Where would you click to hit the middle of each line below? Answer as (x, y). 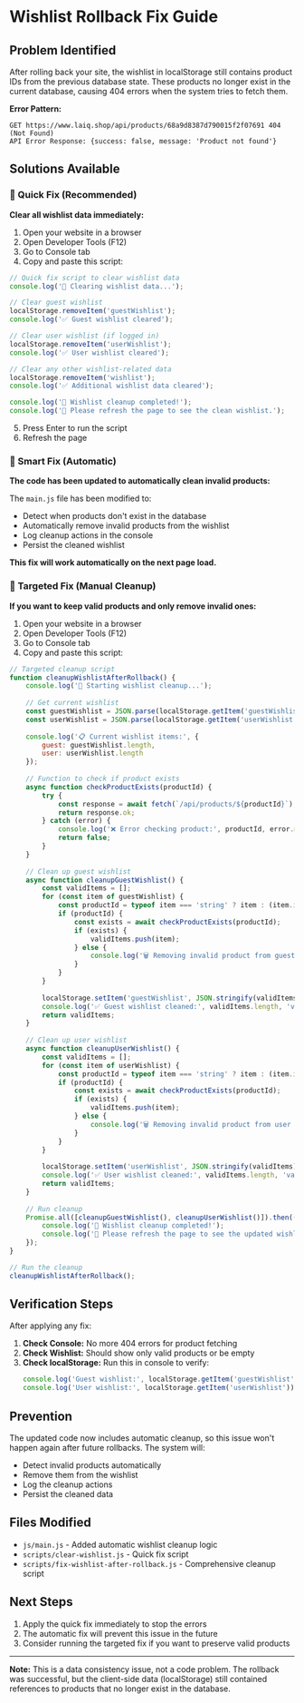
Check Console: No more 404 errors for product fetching (130, 1344)
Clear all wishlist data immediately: (77, 214)
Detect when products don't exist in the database (114, 516)
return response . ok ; (96, 812)
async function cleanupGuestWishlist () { (104, 880)
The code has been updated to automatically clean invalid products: (140, 481)
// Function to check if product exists (103, 779)
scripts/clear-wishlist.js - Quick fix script (105, 1554)
